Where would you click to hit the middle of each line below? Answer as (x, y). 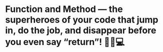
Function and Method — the (64, 9)
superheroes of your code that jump (82, 20)
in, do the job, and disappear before (81, 30)
